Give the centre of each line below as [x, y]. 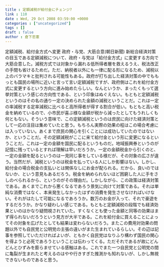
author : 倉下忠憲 [22, 37]
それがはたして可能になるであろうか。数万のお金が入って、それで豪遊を [86, 198]
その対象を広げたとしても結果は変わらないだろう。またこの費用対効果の [81, 223]
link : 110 [16, 14]
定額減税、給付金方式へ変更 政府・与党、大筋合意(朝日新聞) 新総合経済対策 [81, 51]
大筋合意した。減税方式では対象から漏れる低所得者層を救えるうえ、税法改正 [82, 64]
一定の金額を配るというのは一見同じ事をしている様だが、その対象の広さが [80, 155]
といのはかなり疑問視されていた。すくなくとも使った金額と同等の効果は [82, 211]
